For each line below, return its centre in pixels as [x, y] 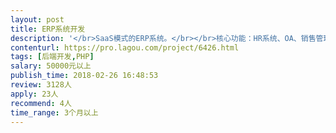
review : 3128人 [41, 85]
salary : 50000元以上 [51, 66]
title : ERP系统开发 [48, 29]
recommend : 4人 [41, 103]
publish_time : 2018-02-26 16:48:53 [84, 76]
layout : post [37, 19]
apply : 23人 [34, 94]
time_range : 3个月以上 [54, 112]
